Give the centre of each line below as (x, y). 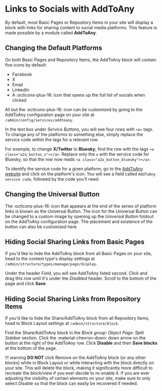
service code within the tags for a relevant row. (52, 139)
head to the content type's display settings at (50, 259)
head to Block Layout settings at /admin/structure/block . (62, 323)
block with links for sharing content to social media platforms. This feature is (81, 27)
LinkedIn (21, 90)
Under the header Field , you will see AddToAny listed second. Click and (76, 273)
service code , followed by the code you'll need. (52, 179)
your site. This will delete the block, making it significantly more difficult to (79, 368)
